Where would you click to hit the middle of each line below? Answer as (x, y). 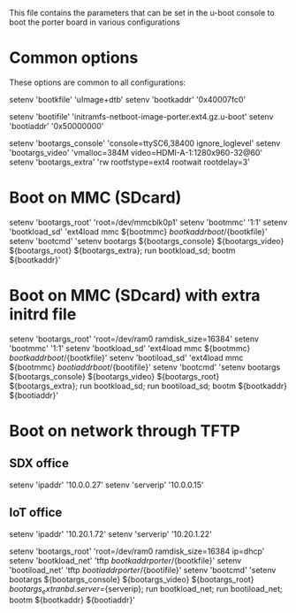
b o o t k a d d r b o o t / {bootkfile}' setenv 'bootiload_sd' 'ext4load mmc (126, 357)
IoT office (36, 513)
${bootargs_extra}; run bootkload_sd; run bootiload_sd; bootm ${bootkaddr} (148, 386)
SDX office (39, 464)
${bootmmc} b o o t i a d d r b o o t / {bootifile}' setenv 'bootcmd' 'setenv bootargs (145, 367)
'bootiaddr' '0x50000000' (57, 126)
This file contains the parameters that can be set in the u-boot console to (142, 13)
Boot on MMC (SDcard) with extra (135, 296)
